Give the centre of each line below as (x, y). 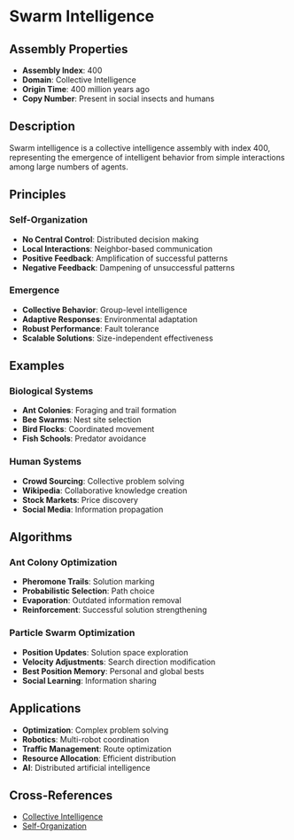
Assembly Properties (69, 49)
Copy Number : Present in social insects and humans (118, 98)
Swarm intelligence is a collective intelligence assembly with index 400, (140, 147)
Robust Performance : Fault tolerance (90, 328)
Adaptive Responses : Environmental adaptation (109, 319)
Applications (45, 708)
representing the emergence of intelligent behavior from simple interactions (147, 157)
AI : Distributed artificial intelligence (86, 767)
